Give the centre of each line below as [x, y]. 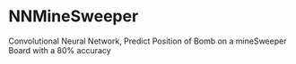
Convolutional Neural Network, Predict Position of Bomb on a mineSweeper [148, 41]
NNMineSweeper [74, 16]
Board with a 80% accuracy [60, 50]
